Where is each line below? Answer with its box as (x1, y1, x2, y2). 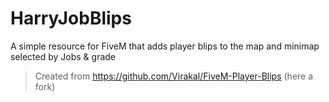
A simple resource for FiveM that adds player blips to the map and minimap (10, 40, 320, 52)
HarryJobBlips (10, 7, 132, 30)
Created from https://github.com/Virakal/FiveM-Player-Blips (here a (34, 70, 314, 82)
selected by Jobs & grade (10, 50, 117, 62)
